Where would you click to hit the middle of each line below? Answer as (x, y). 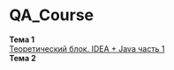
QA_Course (52, 15)
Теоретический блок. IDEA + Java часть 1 (87, 48)
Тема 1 (22, 39)
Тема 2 (23, 58)
